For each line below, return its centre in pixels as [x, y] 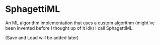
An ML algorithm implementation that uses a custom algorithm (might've [80, 23]
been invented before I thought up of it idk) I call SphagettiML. [70, 28]
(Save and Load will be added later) [42, 38]
